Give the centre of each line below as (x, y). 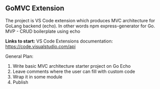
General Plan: (19, 56)
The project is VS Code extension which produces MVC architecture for (80, 20)
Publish (21, 82)
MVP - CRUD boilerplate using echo (43, 31)
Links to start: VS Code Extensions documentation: (59, 41)
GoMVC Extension (35, 8)
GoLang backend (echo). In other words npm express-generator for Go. (80, 26)
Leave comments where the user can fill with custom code (74, 71)
